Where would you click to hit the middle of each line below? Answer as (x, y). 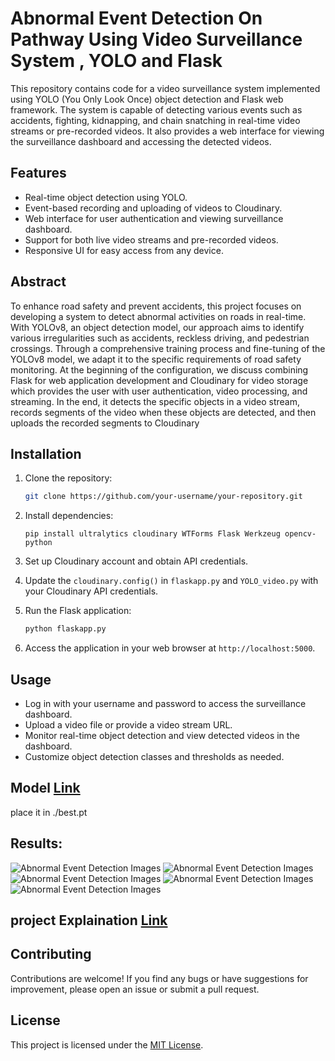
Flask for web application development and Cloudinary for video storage (159, 380)
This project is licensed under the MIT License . (107, 1044)
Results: (36, 843)
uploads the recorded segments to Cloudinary (105, 423)
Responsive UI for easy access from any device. (124, 250)
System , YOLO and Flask (116, 61)
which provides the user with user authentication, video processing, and (159, 391)
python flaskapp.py (65, 629)
